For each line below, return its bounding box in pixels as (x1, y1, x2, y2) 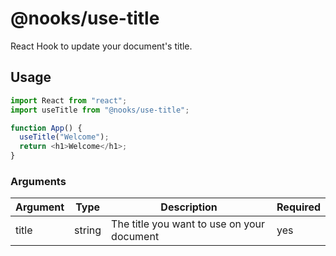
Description (160, 200, 218, 214)
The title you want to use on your (111, 217, 266, 231)
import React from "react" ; (10, 95, 128, 106)
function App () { (10, 123, 83, 133)
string (74, 223, 102, 237)
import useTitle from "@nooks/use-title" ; (10, 105, 190, 115)
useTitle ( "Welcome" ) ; (19, 132, 110, 142)
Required (276, 200, 321, 214)
